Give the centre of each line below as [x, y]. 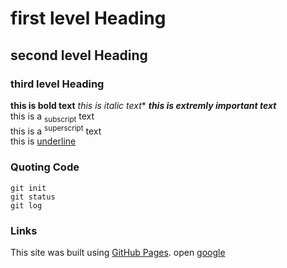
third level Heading [57, 84]
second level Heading [79, 55]
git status [33, 197]
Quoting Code [45, 167]
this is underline [43, 141]
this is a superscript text [56, 130]
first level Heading [88, 18]
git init [28, 188]
